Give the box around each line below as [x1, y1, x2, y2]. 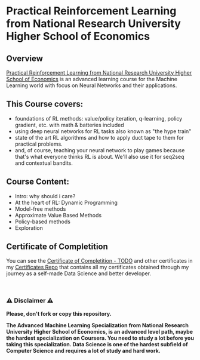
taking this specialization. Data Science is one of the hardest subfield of [6, 340, 188, 347]
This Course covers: [6, 99, 84, 109]
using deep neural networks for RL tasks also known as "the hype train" [14, 127, 192, 135]
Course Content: [6, 177, 70, 187]
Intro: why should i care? [14, 192, 76, 199]
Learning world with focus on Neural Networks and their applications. [6, 82, 177, 89]
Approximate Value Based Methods [14, 211, 102, 219]
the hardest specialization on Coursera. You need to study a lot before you [6, 334, 194, 341]
